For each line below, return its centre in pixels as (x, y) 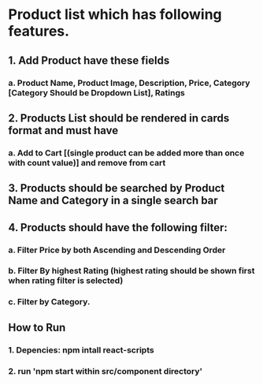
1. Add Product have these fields (89, 60)
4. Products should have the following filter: (118, 227)
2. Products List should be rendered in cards (119, 118)
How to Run (37, 328)
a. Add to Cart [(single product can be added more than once (126, 153)
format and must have (63, 130)
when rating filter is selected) (66, 281)
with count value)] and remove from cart (87, 162)
